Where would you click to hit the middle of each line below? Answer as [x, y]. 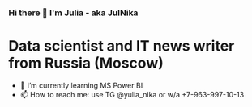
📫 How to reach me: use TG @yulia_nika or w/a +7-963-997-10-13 [132, 94]
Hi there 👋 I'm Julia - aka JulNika [73, 13]
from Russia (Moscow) [86, 63]
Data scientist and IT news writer [122, 46]
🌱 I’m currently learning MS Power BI [81, 85]
